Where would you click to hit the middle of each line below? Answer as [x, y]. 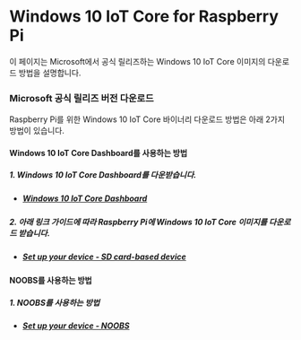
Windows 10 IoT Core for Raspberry [144, 17]
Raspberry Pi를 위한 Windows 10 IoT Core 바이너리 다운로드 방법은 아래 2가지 [147, 119]
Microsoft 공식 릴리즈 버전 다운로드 [82, 98]
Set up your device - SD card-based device [104, 257]
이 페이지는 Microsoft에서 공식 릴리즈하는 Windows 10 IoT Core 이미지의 [138, 61]
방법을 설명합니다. [50, 73]
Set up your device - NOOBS [76, 326]
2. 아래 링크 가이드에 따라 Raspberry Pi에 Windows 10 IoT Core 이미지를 [138, 222]
